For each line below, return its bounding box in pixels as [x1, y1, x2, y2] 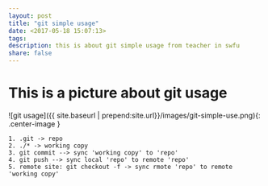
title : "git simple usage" [8, 19, 99, 27]
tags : [8, 34, 27, 43]
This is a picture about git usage [8, 84, 228, 102]
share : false [8, 49, 52, 57]
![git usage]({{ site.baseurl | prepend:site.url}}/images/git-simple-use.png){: [8, 110, 261, 120]
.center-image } [8, 118, 61, 129]
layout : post [8, 11, 52, 20]
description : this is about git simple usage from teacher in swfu [8, 42, 241, 50]
